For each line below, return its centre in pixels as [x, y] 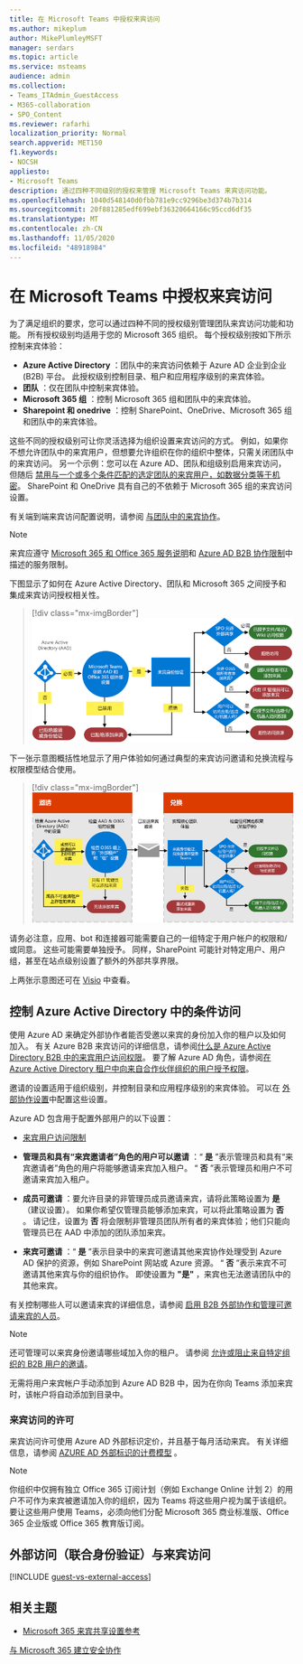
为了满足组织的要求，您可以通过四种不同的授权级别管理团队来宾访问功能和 [147, 323]
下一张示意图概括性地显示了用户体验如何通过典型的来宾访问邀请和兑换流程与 [151, 758]
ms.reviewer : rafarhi [50, 124]
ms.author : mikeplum [48, 28]
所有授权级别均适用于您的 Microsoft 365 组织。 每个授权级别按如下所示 [159, 334]
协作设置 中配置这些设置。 [64, 1099]
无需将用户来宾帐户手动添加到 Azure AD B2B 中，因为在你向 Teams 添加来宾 [151, 1383]
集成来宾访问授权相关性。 [57, 594]
